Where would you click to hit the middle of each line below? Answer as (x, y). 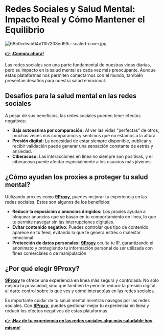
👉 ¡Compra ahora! (24, 53)
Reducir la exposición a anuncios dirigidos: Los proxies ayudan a (79, 211)
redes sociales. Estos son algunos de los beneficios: (58, 202)
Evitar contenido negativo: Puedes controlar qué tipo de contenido (80, 227)
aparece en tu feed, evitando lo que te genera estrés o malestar (76, 232)
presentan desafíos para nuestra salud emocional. (56, 80)
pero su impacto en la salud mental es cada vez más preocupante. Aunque (80, 70)
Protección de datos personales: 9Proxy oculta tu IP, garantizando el (83, 243)
